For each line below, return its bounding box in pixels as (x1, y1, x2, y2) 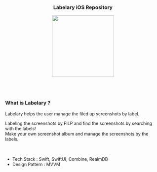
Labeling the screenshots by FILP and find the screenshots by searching (5, 120, 152, 126)
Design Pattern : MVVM (12, 161, 61, 167)
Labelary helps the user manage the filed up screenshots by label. (5, 110, 140, 117)
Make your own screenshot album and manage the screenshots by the (5, 131, 149, 137)
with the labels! (5, 125, 36, 132)
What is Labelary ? (5, 100, 51, 106)
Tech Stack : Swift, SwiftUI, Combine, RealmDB (12, 156, 108, 162)
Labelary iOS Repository (53, 4, 113, 11)
